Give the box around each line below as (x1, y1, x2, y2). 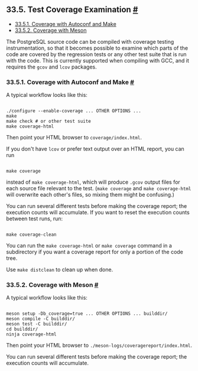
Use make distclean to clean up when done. (6, 266, 113, 274)
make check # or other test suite (6, 118, 92, 125)
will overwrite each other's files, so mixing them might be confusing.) (6, 191, 174, 198)
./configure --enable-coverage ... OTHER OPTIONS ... (6, 108, 142, 114)
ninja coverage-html (6, 331, 57, 337)
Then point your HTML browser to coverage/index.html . (6, 134, 142, 141)
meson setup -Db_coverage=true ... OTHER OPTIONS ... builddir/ (6, 311, 168, 317)
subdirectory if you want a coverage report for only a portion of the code (6, 248, 183, 256)
